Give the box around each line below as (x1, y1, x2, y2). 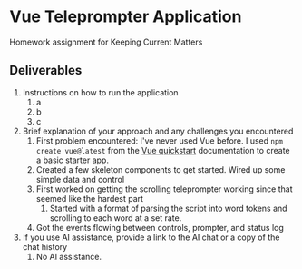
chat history (22, 241, 68, 252)
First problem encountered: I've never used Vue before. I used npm (35, 134, 284, 146)
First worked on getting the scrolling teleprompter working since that (35, 184, 293, 194)
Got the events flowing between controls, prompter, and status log (35, 222, 284, 233)
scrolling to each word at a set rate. (49, 212, 182, 224)
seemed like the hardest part (35, 193, 143, 204)
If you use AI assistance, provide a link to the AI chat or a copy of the (22, 232, 280, 243)
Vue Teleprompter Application (9, 6, 242, 27)
